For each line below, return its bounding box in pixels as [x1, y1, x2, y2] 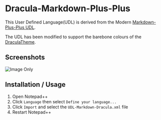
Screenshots [5, 53, 45, 62]
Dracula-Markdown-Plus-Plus [5, 3, 131, 14]
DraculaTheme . [5, 39, 36, 45]
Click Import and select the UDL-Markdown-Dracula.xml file [12, 104, 129, 110]
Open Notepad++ [12, 94, 48, 99]
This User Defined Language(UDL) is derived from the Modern [5, 19, 132, 25]
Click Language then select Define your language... [12, 98, 117, 104]
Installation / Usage [5, 80, 66, 89]
